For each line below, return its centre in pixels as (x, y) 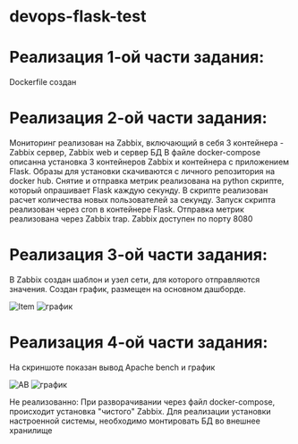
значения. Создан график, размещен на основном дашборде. (128, 289)
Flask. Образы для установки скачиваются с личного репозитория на (142, 172)
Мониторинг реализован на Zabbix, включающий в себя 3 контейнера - (147, 143)
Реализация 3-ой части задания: (139, 255)
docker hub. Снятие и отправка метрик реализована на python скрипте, (147, 181)
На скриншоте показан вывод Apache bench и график (112, 367)
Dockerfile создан (43, 82)
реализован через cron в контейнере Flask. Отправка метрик (127, 209)
